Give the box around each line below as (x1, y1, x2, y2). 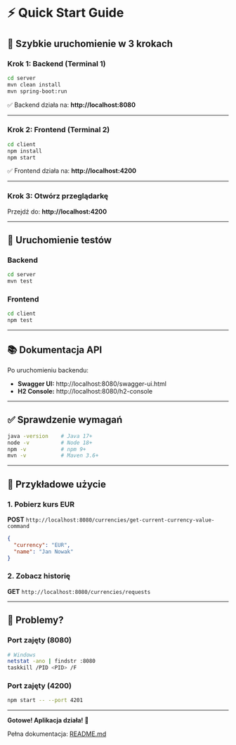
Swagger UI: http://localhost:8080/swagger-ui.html (17, 380, 167, 388)
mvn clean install (7, 81, 61, 88)
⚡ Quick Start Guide (7, 5, 124, 21)
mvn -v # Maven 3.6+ (7, 452, 99, 460)
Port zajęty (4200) (7, 681, 72, 691)
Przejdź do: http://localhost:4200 (7, 207, 107, 216)
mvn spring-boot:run (7, 88, 68, 95)
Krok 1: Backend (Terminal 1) (7, 58, 106, 68)
